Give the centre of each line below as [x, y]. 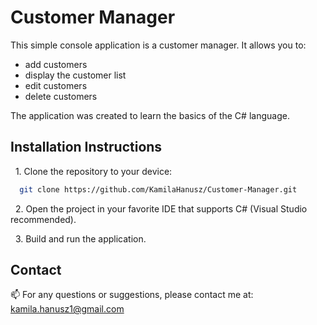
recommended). [43, 219]
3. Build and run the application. [80, 238]
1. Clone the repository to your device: [93, 171]
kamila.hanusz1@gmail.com [67, 309]
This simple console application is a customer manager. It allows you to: [158, 45]
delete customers [61, 96]
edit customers [56, 85]
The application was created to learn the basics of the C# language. [150, 115]
